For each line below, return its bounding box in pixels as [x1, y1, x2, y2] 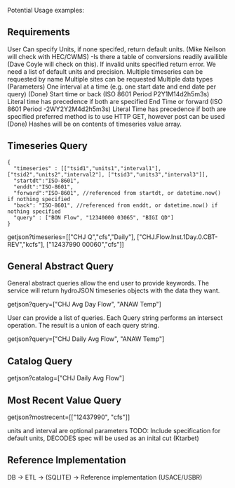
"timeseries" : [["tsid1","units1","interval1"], [13, 165, 161, 172]
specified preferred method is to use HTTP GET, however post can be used [7, 112, 225, 120]
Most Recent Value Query [7, 394, 121, 406]
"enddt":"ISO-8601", [13, 183, 74, 191]
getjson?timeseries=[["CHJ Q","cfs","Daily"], [7, 232, 135, 241]
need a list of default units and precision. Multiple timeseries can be [7, 67, 203, 76]
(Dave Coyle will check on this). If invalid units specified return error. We [7, 60, 216, 68]
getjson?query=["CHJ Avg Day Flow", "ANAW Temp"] [7, 300, 161, 309]
